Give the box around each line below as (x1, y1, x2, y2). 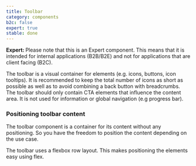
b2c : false (6, 19, 33, 25)
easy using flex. (6, 153, 44, 160)
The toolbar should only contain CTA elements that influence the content (6, 89, 181, 96)
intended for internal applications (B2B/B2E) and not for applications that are (6, 53, 191, 60)
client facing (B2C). (6, 59, 53, 66)
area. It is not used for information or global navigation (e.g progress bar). (6, 95, 184, 103)
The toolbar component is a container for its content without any (6, 123, 161, 130)
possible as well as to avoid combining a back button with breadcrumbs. (6, 83, 180, 90)
